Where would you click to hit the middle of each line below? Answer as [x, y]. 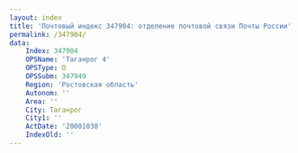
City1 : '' [44, 118]
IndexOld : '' [50, 135]
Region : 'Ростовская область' [82, 85]
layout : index [36, 18]
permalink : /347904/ [48, 34]
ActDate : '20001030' [64, 127]
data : [19, 43]
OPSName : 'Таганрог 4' [68, 59]
